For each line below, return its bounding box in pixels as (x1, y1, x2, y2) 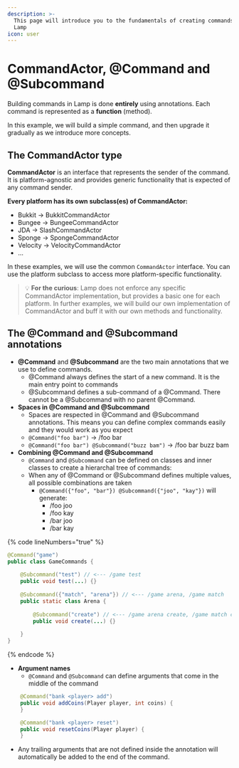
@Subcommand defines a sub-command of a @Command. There (28, 387, 221, 396)
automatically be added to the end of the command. (17, 752, 170, 762)
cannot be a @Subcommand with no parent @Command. (28, 395, 196, 404)
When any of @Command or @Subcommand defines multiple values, (28, 470, 232, 479)
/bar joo (49, 516, 73, 525)
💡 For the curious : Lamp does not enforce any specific (24, 284, 186, 292)
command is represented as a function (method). (7, 107, 153, 116)
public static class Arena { (20, 597, 107, 605)
